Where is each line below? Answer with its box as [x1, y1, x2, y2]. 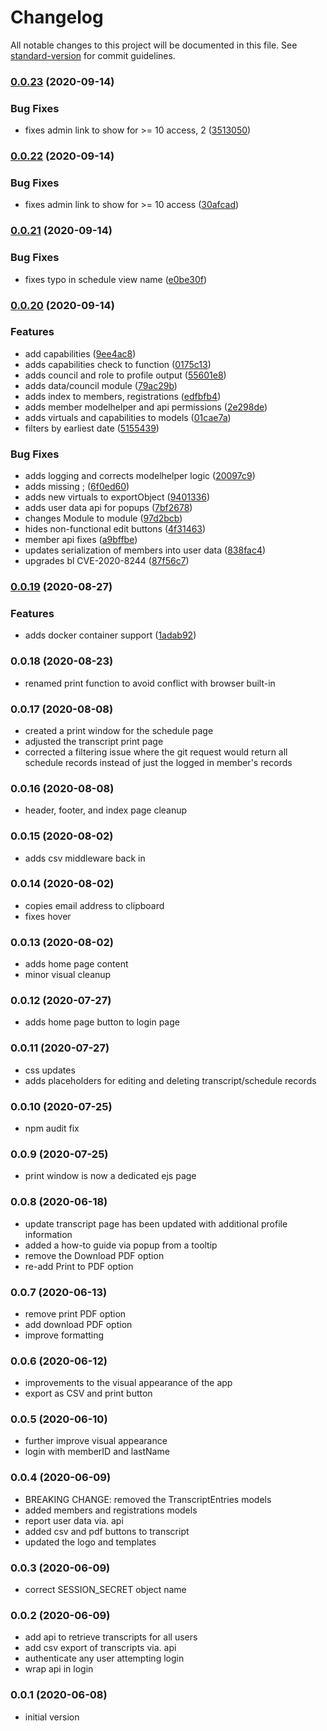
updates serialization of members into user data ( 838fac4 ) [24, 544, 267, 556]
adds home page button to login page [24, 1016, 180, 1028]
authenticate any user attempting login [24, 1652, 185, 1665]
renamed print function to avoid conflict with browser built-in [24, 677, 276, 689]
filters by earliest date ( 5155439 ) [24, 422, 160, 434]
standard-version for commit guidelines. [10, 49, 176, 61]
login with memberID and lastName [24, 1446, 170, 1458]
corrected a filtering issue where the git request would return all [24, 746, 288, 758]
